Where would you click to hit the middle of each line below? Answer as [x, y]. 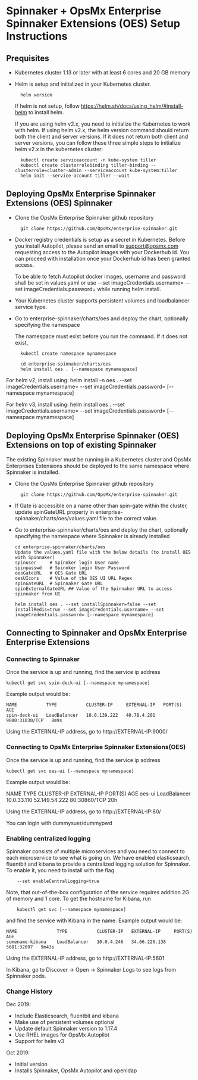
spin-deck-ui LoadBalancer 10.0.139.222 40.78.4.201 [81, 716]
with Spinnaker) [35, 557]
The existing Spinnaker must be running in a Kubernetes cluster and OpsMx [99, 459]
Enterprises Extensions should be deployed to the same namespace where [98, 466]
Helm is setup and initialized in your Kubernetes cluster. [83, 84]
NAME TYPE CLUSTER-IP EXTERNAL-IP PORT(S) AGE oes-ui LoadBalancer [98, 794]
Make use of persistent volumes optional [65, 1022]
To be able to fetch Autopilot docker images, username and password [100, 276]
